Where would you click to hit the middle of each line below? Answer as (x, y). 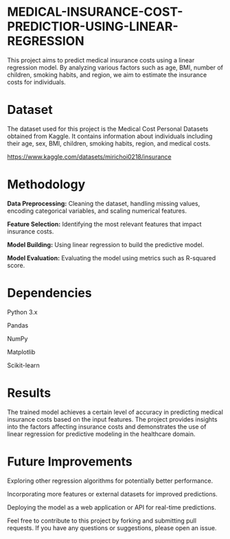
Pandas (18, 325)
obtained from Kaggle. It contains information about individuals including (110, 136)
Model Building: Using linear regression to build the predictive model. (106, 244)
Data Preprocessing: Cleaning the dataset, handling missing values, (104, 203)
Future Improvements (70, 461)
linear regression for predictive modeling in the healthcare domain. (101, 434)
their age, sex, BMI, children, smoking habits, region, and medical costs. (109, 143)
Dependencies (49, 293)
